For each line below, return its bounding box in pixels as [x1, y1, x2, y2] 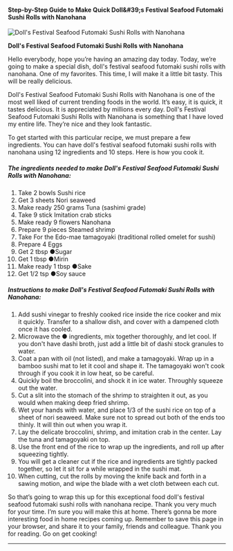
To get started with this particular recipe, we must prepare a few [8, 134, 191, 142]
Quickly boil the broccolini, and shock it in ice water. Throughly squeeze [17, 377, 223, 385]
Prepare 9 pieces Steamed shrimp [17, 226, 115, 234]
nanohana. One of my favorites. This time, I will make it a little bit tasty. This [8, 70, 223, 78]
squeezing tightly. [17, 450, 69, 458]
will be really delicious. [8, 77, 73, 86]
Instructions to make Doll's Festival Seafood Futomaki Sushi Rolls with [8, 285, 215, 293]
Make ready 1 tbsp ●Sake [17, 262, 92, 271]
